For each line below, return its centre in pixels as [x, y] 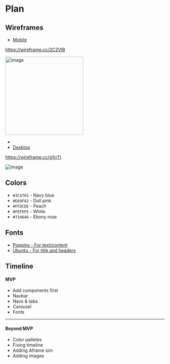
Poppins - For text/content [40, 245]
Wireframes [25, 28]
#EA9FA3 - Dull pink [32, 201]
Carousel [22, 307]
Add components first [35, 290]
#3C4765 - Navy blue [33, 195]
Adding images [28, 356]
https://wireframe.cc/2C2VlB [35, 49]
